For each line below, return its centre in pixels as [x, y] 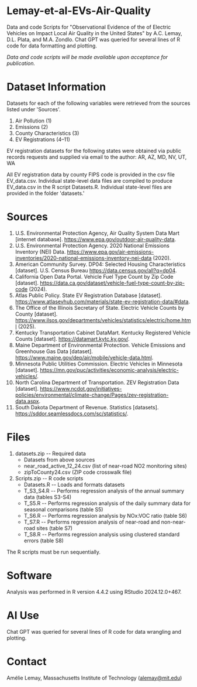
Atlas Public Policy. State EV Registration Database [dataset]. [89, 295]
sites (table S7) [54, 528]
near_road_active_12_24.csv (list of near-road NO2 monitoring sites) [105, 466]
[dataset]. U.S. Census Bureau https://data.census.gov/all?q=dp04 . [96, 270]
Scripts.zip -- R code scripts [49, 478]
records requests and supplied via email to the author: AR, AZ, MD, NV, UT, [97, 157]
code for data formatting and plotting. [52, 46]
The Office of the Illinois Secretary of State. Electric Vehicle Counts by [100, 307]
